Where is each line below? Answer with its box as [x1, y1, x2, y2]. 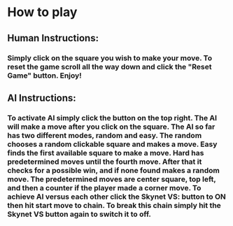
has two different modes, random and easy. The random [7, 130, 202, 140]
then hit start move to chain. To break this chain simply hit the [7, 200, 222, 210]
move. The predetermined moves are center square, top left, [7, 174, 216, 184]
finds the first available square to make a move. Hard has [7, 148, 204, 157]
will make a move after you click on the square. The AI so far [7, 122, 216, 132]
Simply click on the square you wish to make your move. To [7, 53, 213, 63]
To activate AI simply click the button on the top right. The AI [7, 113, 218, 122]
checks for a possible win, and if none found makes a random [7, 165, 220, 175]
